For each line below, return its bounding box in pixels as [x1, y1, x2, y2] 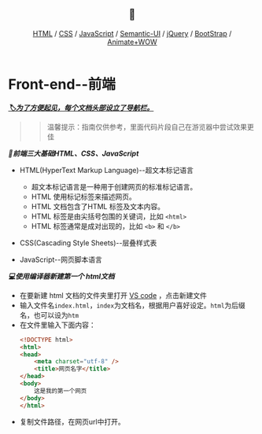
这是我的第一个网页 [34, 387, 87, 395]
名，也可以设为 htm [19, 310, 79, 319]
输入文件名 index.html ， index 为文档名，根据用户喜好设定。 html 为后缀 [19, 300, 245, 310]
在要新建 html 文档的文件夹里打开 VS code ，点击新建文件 [19, 290, 207, 300]
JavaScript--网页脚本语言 [19, 255, 102, 264]
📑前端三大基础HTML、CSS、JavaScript [8, 149, 139, 158]
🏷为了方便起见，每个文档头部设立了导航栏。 [8, 103, 154, 112]
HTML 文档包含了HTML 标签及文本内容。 [31, 201, 165, 211]
